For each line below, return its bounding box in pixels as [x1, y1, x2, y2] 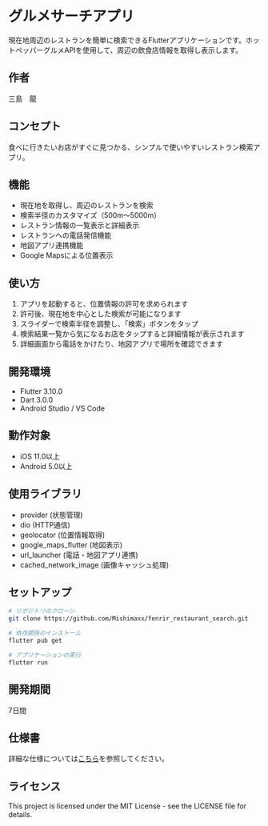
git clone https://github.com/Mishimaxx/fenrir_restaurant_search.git [8, 615, 249, 623]
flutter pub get [8, 637, 62, 645]
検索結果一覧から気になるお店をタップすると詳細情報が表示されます [19, 329, 245, 339]
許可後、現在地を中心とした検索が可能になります [19, 309, 182, 319]
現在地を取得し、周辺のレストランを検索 [19, 201, 154, 211]
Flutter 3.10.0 [19, 387, 62, 396]
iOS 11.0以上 [19, 451, 60, 461]
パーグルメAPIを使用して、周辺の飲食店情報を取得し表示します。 [29, 45, 242, 54]
